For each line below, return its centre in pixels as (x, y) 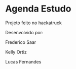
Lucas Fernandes (23, 61)
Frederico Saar (21, 42)
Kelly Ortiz (16, 52)
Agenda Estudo (38, 9)
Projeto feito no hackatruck (33, 23)
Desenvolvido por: (24, 32)
